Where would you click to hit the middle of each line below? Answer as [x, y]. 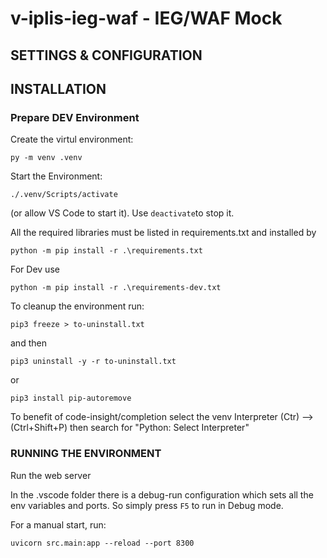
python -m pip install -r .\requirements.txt [106, 251]
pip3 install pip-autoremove [71, 398]
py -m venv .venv [46, 158]
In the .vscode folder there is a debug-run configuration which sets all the [162, 494]
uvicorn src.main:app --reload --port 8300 [102, 543]
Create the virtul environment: [72, 139]
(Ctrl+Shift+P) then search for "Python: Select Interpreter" [130, 428]
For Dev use [35, 269]
